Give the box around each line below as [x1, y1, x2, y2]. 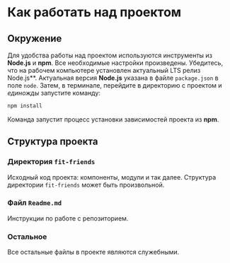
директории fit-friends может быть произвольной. [7, 180, 165, 189]
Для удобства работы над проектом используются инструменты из [7, 51, 212, 59]
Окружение [7, 33, 62, 45]
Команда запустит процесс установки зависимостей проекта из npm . [7, 115, 219, 124]
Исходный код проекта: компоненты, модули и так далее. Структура [7, 173, 217, 181]
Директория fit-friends [7, 157, 96, 167]
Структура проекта [7, 136, 98, 148]
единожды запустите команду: [7, 89, 101, 97]
